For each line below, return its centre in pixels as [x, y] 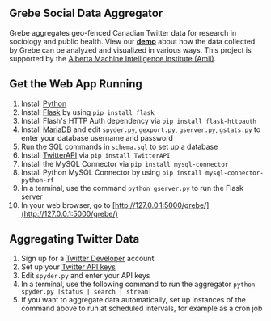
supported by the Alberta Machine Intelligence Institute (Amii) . [113, 58]
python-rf [38, 180]
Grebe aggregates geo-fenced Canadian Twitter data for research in [123, 32]
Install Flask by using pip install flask [87, 112]
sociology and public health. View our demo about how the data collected [132, 41]
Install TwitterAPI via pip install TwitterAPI [95, 155]
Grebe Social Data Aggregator [86, 13]
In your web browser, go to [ [68, 205]
